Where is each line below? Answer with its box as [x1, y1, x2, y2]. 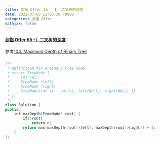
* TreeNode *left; [7, 80, 54, 85]
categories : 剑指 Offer [5, 16, 53, 21]
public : [5, 107, 21, 112]
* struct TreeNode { [7, 70, 50, 75]
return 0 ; [31, 121, 52, 126]
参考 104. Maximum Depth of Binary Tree [5, 49, 87, 55]
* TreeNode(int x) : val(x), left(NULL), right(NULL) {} [7, 89, 136, 94]
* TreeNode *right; [7, 84, 56, 89]
